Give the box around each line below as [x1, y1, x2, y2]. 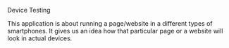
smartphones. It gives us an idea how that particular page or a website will [7, 27, 223, 35]
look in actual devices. [7, 34, 73, 42]
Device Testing [7, 6, 51, 14]
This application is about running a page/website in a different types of [7, 19, 213, 27]
